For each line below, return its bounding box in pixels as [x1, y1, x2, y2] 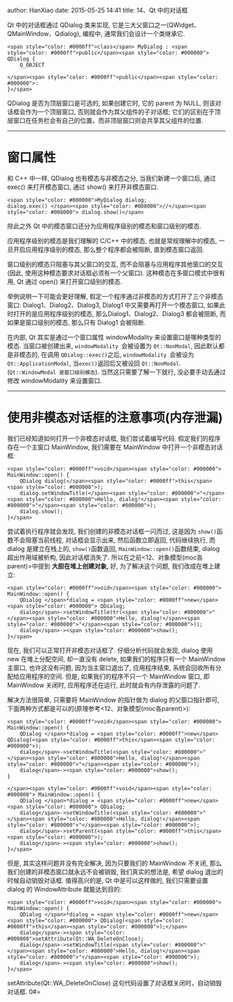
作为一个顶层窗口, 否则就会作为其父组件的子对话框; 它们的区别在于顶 [25, 108, 221, 116]
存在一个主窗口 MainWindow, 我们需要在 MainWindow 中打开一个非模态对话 [7, 443, 223, 451]
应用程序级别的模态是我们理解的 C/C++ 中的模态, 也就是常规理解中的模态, [7, 236, 217, 245]
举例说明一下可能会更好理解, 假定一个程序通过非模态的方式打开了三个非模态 [7, 292, 223, 300]
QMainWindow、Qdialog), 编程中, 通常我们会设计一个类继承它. [7, 30, 185, 38]
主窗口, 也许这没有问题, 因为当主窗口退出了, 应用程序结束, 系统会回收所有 [7, 663, 216, 672]
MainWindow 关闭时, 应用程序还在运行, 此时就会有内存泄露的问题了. [7, 680, 200, 689]
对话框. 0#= [7, 987, 41, 996]
